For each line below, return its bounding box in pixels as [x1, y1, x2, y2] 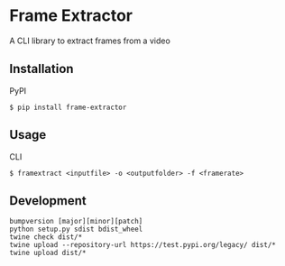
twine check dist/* [9, 233, 83, 242]
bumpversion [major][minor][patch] [9, 217, 143, 226]
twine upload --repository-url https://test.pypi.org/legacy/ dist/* [9, 241, 277, 250]
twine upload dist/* [9, 249, 87, 258]
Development [9, 193, 87, 208]
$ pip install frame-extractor [9, 103, 127, 112]
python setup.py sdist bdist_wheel [9, 225, 143, 234]
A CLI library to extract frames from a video [9, 35, 171, 46]
